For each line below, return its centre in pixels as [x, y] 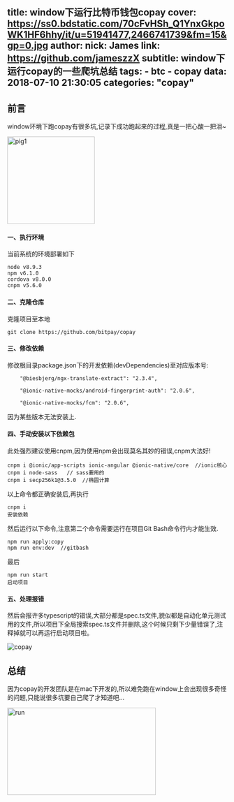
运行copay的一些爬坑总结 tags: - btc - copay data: [117, 72]
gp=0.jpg [28, 46]
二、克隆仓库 [25, 302]
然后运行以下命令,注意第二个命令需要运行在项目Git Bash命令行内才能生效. [113, 529]
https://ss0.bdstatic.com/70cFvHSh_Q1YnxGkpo [116, 24]
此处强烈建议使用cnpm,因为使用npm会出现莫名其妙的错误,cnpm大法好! [109, 451]
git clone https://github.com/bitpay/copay [72, 332]
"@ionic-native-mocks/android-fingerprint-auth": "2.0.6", [108, 391]
